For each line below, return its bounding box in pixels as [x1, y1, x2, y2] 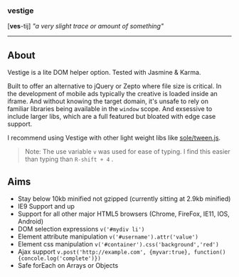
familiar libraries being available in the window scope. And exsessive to [7, 105, 213, 113]
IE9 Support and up [17, 202, 75, 210]
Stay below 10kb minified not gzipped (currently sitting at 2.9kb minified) [17, 194, 231, 203]
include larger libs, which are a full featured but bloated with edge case [7, 113, 216, 121]
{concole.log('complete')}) [17, 255, 101, 262]
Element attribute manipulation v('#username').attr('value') [17, 232, 199, 241]
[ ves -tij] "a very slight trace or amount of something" [7, 22, 164, 31]
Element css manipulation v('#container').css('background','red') [17, 239, 219, 248]
